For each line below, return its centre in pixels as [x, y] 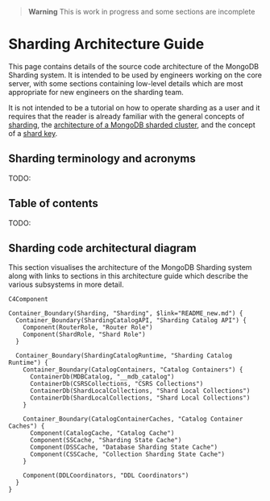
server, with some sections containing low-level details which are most [126, 83]
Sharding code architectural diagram [102, 248]
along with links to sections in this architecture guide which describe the [128, 276]
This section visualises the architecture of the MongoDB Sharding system [130, 267]
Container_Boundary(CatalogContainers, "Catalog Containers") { [133, 370]
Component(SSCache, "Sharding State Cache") [106, 441]
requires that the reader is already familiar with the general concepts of [127, 116]
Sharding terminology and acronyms [102, 159]
